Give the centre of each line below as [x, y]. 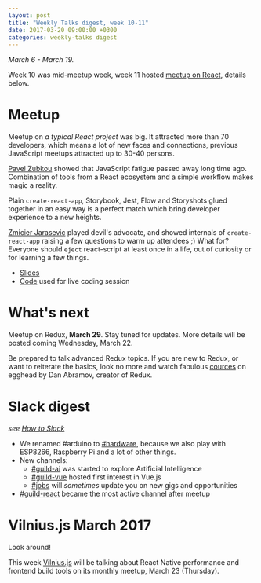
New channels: [43, 460]
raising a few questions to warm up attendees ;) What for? [136, 241]
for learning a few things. [49, 258]
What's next [49, 313]
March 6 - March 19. [41, 60]
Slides [29, 273]
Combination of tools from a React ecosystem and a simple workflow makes [131, 177]
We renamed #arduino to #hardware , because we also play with [122, 444]
